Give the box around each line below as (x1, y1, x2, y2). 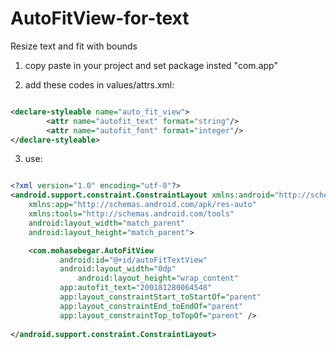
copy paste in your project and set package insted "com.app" (24, 59, 278, 71)
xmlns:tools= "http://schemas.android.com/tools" (28, 209, 235, 219)
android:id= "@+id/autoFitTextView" (59, 255, 208, 265)
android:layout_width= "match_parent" (28, 218, 186, 228)
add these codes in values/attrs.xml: (24, 78, 175, 91)
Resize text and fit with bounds (10, 40, 138, 52)
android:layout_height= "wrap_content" (77, 273, 240, 284)
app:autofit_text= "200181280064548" (59, 283, 213, 293)
